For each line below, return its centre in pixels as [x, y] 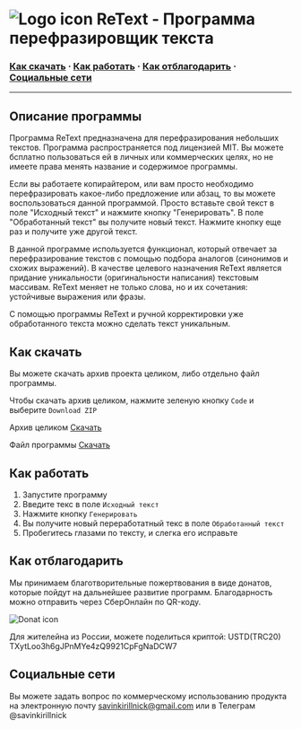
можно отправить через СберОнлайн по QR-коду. [105, 602]
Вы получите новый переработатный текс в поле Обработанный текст [153, 523]
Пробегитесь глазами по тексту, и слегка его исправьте [130, 532]
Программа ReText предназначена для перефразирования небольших [144, 138]
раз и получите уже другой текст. [73, 232]
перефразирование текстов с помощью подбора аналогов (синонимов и [149, 259]
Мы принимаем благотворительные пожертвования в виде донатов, [141, 583]
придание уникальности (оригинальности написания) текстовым [134, 277]
